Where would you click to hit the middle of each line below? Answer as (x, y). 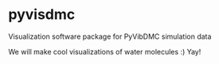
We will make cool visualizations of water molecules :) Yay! (105, 51)
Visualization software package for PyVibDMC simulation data (110, 36)
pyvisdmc (42, 15)
